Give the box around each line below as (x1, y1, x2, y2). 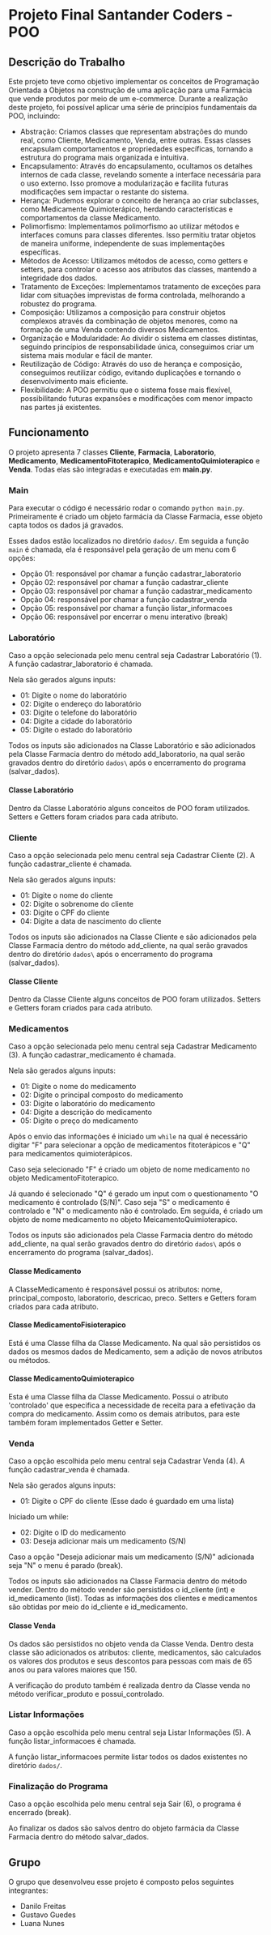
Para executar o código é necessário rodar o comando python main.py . (8, 503, 245, 513)
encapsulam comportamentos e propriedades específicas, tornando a (19, 144, 253, 153)
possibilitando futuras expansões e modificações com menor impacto (19, 394, 253, 403)
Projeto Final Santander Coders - (8, 6, 233, 24)
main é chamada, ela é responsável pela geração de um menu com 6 (8, 545, 237, 554)
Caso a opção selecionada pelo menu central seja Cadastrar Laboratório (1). (8, 651, 262, 660)
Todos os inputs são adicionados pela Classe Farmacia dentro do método (8, 1230, 253, 1241)
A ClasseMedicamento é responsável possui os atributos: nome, (8, 1284, 222, 1294)
